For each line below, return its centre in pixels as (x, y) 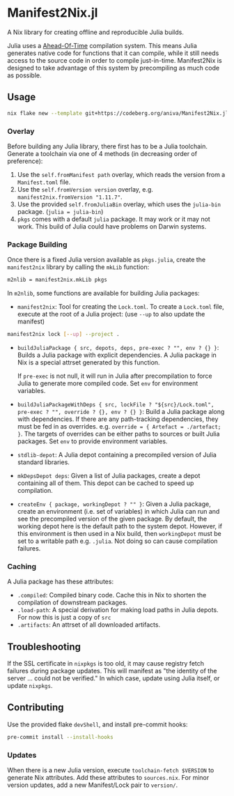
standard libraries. (43, 462)
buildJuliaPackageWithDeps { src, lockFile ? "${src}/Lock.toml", (116, 405)
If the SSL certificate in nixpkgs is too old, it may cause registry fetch (106, 664)
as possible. (24, 75)
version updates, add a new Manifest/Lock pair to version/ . (93, 785)
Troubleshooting (44, 646)
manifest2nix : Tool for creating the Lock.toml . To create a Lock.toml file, (120, 307)
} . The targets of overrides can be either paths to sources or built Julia (118, 434)
